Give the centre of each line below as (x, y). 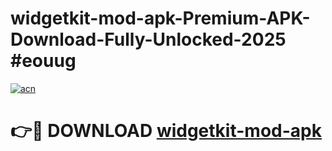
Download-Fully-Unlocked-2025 (148, 39)
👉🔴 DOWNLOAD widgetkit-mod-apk (166, 131)
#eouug (43, 61)
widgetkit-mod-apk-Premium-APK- (160, 18)
